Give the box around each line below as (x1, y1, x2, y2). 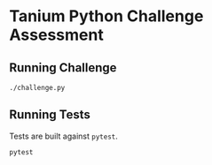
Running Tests (9, 108, 90, 123)
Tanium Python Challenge (9, 6, 204, 26)
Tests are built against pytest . (9, 131, 118, 141)
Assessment (9, 25, 104, 45)
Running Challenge (9, 60, 117, 75)
